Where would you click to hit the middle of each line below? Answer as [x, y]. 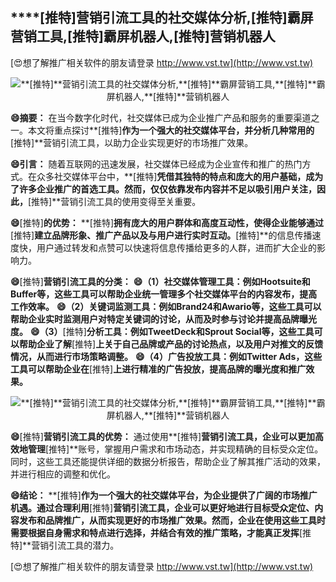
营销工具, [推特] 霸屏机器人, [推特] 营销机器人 [143, 36]
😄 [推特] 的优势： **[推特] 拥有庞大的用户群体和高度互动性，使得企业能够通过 [167, 222]
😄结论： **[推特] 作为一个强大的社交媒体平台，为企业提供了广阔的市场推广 [164, 495]
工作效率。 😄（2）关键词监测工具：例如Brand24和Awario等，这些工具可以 [166, 306]
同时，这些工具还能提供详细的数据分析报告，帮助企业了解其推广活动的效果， [168, 461]
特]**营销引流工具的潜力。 [65, 545]
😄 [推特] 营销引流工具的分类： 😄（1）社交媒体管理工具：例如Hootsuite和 [160, 281]
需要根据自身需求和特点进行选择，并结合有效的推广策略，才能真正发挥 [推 [161, 532]
